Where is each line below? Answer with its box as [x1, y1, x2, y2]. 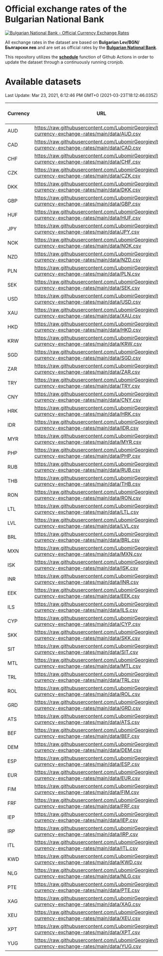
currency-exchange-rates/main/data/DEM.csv [34, 746, 142, 753]
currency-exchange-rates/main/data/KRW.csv [34, 340, 142, 347]
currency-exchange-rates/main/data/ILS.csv [34, 607, 138, 613]
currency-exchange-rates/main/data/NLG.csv [34, 873, 141, 880]
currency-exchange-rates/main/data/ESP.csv [34, 761, 140, 767]
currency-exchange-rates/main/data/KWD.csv [34, 859, 142, 865]
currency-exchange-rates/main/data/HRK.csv [34, 410, 141, 417]
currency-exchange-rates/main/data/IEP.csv [34, 817, 138, 823]
